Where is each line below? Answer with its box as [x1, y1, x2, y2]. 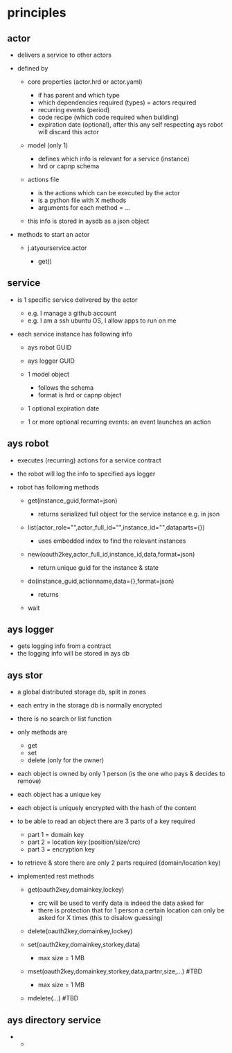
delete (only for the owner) [27, 756, 105, 764]
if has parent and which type [37, 91, 120, 99]
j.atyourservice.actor [27, 244, 87, 252]
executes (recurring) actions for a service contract [17, 456, 161, 465]
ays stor [7, 669, 43, 681]
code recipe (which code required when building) [37, 113, 179, 121]
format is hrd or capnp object [37, 390, 122, 399]
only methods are [17, 728, 68, 737]
